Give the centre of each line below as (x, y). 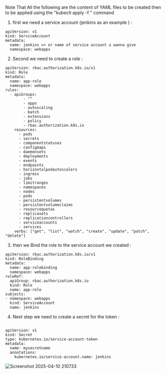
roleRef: (14, 277)
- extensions (37, 117)
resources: (26, 130)
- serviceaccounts (38, 223)
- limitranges (33, 183)
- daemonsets (32, 152)
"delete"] (16, 236)
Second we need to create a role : (48, 59)
